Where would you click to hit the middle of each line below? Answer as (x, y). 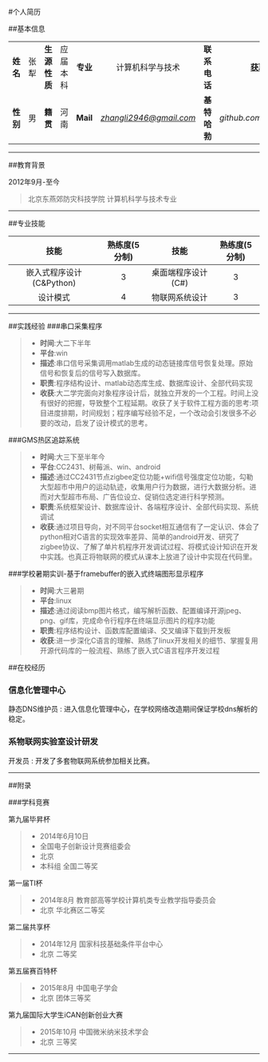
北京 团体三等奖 (65, 997)
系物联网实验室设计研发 (53, 742)
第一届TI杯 (26, 883)
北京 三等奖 (58, 1041)
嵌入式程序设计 (54, 272)
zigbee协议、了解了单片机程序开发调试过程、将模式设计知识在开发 (149, 547)
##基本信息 (27, 29)
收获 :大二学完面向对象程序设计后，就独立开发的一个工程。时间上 (146, 393)
